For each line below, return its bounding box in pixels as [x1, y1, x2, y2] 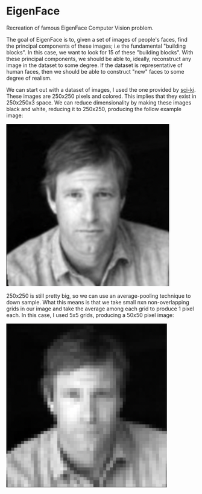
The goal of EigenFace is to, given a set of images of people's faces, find [6, 36, 188, 43]
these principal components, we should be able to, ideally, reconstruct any [6, 55, 192, 62]
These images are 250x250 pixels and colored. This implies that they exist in [6, 92, 197, 100]
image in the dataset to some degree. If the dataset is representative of [6, 62, 183, 69]
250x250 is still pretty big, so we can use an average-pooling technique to [6, 292, 191, 300]
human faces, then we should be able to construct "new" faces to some [6, 68, 185, 75]
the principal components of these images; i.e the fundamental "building [6, 42, 186, 50]
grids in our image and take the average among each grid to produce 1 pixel [6, 305, 194, 312]
